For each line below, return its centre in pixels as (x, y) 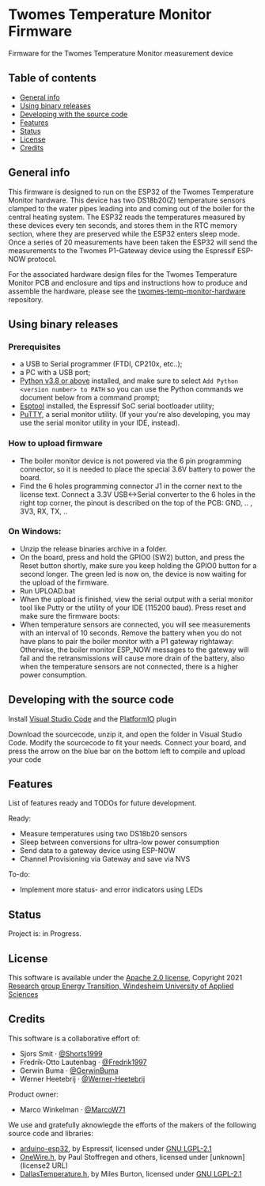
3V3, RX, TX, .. (44, 511)
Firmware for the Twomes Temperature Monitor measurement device (121, 53)
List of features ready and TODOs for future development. (102, 803)
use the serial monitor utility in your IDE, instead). (100, 423)
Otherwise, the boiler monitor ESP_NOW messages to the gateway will (134, 650)
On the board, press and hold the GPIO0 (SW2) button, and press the (132, 557)
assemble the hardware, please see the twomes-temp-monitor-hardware (127, 291)
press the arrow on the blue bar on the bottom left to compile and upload (127, 751)
